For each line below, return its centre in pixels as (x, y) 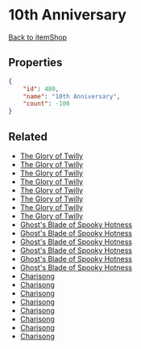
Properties (35, 63)
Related (28, 136)
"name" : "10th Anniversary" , (72, 96)
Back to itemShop (37, 37)
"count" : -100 (46, 104)
